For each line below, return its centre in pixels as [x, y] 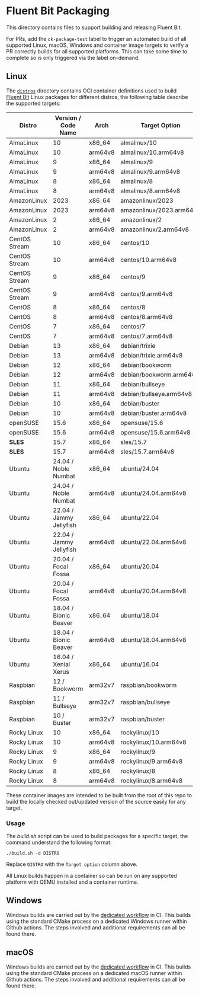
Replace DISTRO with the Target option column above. [72, 864]
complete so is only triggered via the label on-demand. [73, 57]
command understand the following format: [59, 842]
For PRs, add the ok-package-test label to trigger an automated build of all [96, 39]
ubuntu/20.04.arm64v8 [153, 591]
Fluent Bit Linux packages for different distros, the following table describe [97, 97]
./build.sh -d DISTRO [33, 854]
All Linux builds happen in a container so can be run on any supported [92, 876]
